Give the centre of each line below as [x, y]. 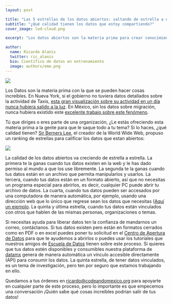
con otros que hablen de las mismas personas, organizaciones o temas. [81, 212]
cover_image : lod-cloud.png [35, 29]
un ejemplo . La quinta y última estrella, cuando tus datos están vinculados [83, 206]
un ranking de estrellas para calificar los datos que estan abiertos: [75, 138]
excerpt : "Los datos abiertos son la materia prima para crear [74, 38]
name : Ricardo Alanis [33, 52]
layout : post [19, 10]
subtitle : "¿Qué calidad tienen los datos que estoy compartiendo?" [80, 24]
